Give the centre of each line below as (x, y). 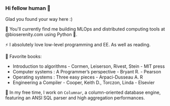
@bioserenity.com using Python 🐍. (41, 35)
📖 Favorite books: (24, 57)
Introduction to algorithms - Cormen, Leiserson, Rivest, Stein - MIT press (89, 66)
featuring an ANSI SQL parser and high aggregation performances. (75, 98)
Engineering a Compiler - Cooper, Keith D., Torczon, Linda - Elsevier (83, 83)
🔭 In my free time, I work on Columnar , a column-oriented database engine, (83, 92)
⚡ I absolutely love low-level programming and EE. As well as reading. (78, 45)
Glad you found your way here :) (39, 19)
